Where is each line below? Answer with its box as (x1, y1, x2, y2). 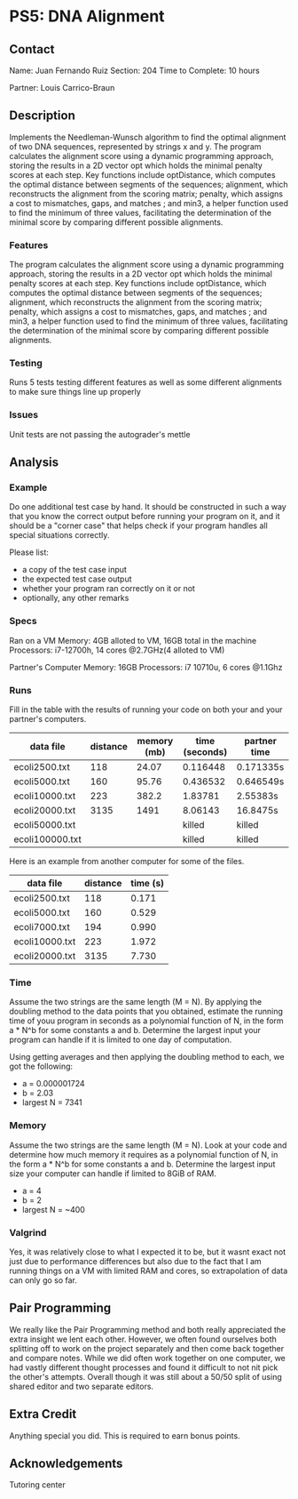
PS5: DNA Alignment (9, 6, 166, 27)
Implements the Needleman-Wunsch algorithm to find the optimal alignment (9, 132, 286, 142)
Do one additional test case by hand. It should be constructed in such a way (9, 501, 286, 512)
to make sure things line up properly (9, 387, 142, 397)
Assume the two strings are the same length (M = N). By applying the (9, 997, 263, 1007)
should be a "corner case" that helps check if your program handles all (9, 520, 268, 531)
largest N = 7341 (21, 1097, 82, 1108)
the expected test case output (21, 573, 132, 584)
